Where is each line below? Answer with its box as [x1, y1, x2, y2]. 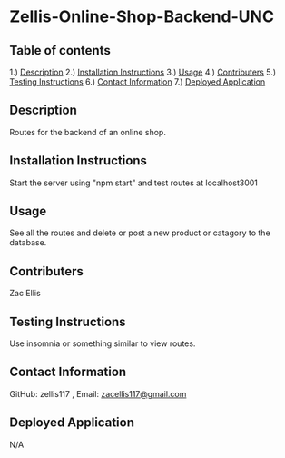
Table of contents [9, 43, 111, 58]
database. [9, 237, 47, 248]
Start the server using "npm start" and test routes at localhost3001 [9, 177, 259, 188]
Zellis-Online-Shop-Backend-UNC [9, 6, 275, 27]
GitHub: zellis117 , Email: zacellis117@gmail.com [9, 388, 187, 399]
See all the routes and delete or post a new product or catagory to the [9, 227, 270, 238]
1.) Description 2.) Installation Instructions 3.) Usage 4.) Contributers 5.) [9, 66, 277, 77]
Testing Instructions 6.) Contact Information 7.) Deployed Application [9, 76, 266, 87]
